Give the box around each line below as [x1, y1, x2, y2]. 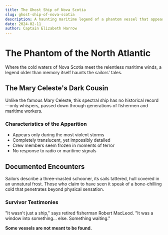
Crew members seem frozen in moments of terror [12, 142, 115, 148]
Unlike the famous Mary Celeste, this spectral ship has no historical [5, 97, 144, 103]
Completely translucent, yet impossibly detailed [12, 137, 111, 143]
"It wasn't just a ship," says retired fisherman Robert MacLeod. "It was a [5, 210, 153, 216]
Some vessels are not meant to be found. [5, 225, 92, 231]
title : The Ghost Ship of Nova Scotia [5, 7, 86, 13]
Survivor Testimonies [5, 198, 58, 205]
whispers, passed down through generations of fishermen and [19, 102, 148, 108]
